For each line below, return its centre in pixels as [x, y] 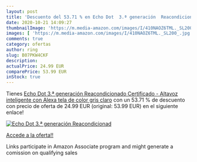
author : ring [22, 50]
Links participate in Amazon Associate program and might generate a [90, 147]
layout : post [22, 11]
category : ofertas [28, 45]
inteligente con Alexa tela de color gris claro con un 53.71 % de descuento [96, 100]
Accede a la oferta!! [30, 135]
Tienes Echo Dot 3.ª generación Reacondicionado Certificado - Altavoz [92, 94]
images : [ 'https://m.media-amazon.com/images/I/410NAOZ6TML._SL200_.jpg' [99, 33]
